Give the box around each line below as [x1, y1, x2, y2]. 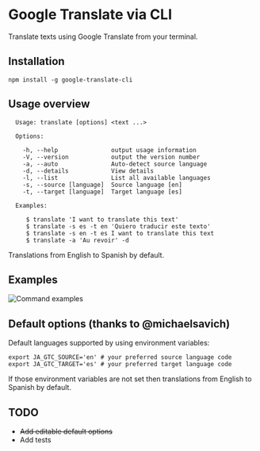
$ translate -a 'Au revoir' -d [25, 236, 129, 244]
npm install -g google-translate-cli [8, 75, 133, 84]
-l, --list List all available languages [22, 174, 212, 182]
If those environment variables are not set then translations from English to [8, 374, 252, 384]
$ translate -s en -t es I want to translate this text [25, 229, 215, 237]
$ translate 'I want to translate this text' [25, 216, 179, 224]
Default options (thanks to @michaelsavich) [8, 317, 231, 331]
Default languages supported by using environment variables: [8, 338, 210, 348]
